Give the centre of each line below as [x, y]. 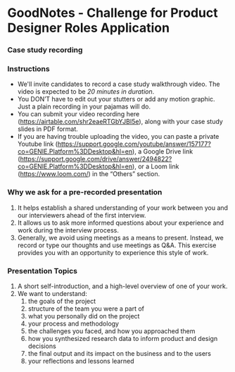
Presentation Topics [42, 271]
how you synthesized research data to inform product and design [123, 339]
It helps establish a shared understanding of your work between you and [123, 207]
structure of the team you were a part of [86, 309]
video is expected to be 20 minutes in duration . [86, 92]
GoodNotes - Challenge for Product [113, 13]
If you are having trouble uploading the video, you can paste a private [118, 137]
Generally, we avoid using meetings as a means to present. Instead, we [120, 237]
